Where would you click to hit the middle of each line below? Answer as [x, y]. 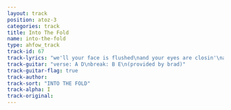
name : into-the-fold [37, 39]
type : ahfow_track [33, 45]
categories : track [33, 26]
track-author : [27, 77]
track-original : [30, 96]
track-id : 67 [26, 52]
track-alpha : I [29, 90]
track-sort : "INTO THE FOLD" [49, 83]
